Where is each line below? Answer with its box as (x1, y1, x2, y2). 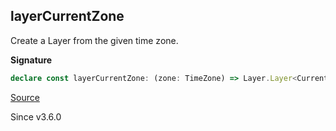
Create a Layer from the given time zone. (10, 34, 179, 46)
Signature (10, 54, 53, 66)
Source (10, 91, 40, 103)
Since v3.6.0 (10, 110, 62, 123)
